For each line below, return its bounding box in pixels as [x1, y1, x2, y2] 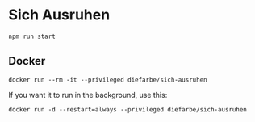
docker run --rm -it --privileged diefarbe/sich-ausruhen [8, 75, 207, 84]
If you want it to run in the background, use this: [8, 90, 168, 99]
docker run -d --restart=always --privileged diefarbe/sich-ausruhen [8, 105, 248, 114]
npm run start [8, 32, 56, 40]
